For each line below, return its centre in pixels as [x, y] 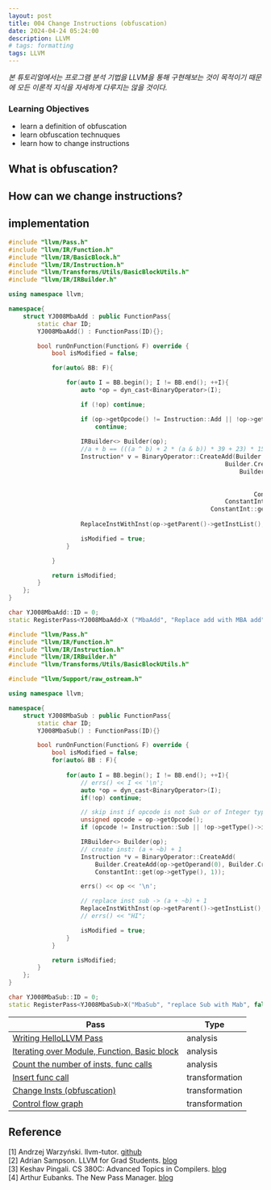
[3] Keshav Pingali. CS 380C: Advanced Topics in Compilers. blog [118, 1169]
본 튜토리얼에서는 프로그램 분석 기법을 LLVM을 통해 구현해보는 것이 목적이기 [127, 77]
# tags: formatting [41, 46]
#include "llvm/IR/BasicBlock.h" [65, 257]
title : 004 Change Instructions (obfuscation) [88, 23]
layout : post [30, 16]
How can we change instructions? [96, 196]
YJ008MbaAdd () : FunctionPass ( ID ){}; [100, 332]
